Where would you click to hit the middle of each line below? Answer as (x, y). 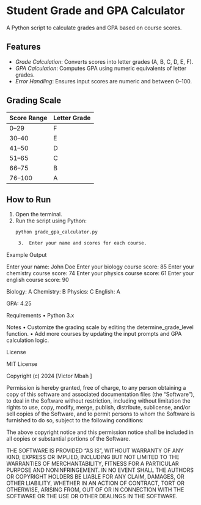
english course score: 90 (38, 280)
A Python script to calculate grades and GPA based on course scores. (94, 28)
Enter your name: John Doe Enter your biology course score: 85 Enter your (100, 267)
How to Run (29, 199)
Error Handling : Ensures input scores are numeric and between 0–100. (104, 81)
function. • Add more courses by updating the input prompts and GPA (94, 334)
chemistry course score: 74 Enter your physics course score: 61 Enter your (100, 273)
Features (24, 47)
